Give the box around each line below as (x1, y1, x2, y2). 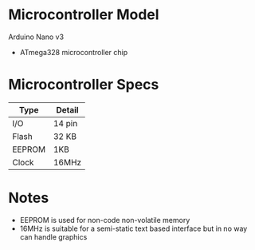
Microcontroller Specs (8, 76, 159, 93)
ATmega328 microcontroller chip (19, 47, 128, 57)
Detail (55, 104, 79, 115)
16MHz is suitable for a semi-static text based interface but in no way (19, 224, 248, 233)
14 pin (53, 117, 78, 129)
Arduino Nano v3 (8, 32, 65, 42)
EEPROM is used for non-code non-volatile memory (19, 215, 190, 224)
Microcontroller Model (8, 6, 159, 24)
